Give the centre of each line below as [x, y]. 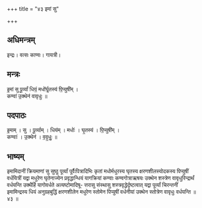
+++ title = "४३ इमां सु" [33, 9]
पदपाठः [17, 116]
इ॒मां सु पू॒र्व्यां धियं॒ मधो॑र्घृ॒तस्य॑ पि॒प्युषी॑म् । [43, 89]
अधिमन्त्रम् [21, 40]
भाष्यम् [16, 156]
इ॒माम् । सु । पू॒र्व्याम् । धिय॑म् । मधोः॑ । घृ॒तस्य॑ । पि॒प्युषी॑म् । [63, 130]
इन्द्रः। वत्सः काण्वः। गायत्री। [34, 55]
